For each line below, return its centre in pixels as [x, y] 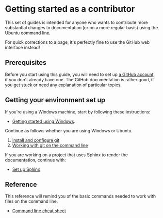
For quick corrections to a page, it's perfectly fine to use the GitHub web [77, 42]
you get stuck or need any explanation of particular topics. [64, 85]
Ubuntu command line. [28, 33]
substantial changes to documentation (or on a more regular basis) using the [81, 27]
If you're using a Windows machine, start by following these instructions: [78, 112]
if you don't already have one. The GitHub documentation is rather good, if [80, 79]
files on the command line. [32, 201]
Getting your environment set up [55, 100]
